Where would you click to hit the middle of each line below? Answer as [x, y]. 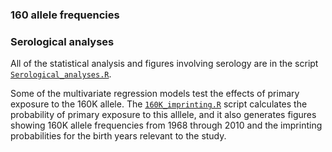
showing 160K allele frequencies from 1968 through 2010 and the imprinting [166, 125]
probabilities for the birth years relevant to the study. [118, 136]
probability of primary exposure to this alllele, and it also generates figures [163, 115]
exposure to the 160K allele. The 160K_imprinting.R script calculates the [159, 104]
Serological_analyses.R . [61, 74]
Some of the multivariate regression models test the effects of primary [155, 94]
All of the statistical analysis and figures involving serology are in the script [164, 64]
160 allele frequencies [65, 15]
